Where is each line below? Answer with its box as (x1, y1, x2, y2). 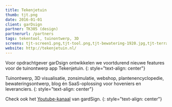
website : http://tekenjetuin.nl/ (5, 46, 77, 51)
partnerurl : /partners (5, 31, 54, 36)
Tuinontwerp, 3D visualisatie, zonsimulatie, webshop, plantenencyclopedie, (5, 75, 164, 81)
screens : (5, 41, 24, 46)
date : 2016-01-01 (5, 17, 42, 22)
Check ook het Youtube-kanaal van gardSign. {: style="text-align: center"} (5, 96, 162, 102)
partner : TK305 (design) (5, 27, 58, 32)
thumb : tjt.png (5, 12, 38, 17)
